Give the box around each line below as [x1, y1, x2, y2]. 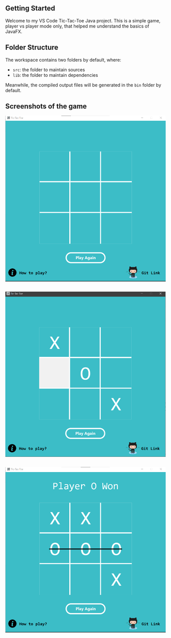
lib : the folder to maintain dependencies [12, 72, 98, 78]
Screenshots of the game [5, 102, 87, 111]
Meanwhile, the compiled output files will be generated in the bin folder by [5, 81, 161, 88]
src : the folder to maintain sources [12, 66, 85, 73]
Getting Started [5, 4, 55, 13]
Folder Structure [5, 43, 59, 52]
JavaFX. [5, 28, 23, 35]
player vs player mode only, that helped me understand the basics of [5, 23, 150, 29]
